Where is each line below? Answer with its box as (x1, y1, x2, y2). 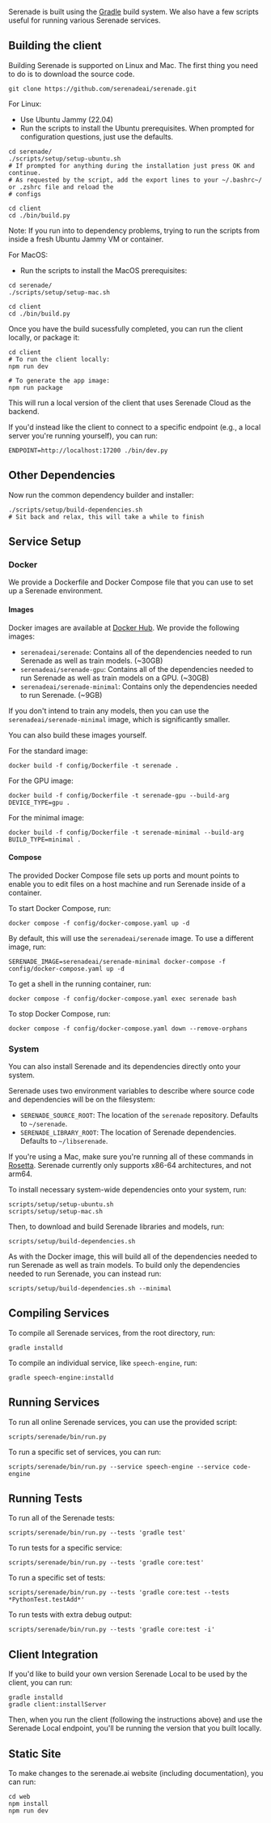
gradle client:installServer (8, 1701, 107, 1709)
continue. (8, 169, 42, 177)
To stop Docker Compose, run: (8, 1008, 111, 1018)
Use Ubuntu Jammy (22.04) (19, 114, 113, 124)
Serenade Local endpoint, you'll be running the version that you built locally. (8, 1723, 262, 1733)
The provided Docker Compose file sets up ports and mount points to (8, 871, 240, 880)
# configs (8, 190, 42, 198)
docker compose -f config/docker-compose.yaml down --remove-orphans (8, 1025, 248, 1033)
